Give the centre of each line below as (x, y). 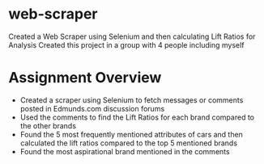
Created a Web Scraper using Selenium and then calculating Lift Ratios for (132, 36)
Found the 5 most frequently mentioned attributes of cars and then (131, 134)
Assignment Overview (85, 78)
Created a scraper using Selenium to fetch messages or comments (132, 100)
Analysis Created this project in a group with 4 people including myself (126, 44)
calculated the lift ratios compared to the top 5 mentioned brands (128, 143)
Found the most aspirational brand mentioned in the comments (125, 151)
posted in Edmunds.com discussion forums (92, 108)
